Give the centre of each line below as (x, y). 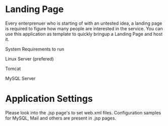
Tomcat (13, 69)
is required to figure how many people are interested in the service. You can (84, 28)
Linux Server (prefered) (30, 58)
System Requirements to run (35, 49)
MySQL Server (20, 78)
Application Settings (49, 99)
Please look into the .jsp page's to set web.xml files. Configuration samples (83, 112)
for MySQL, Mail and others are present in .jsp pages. (61, 118)
